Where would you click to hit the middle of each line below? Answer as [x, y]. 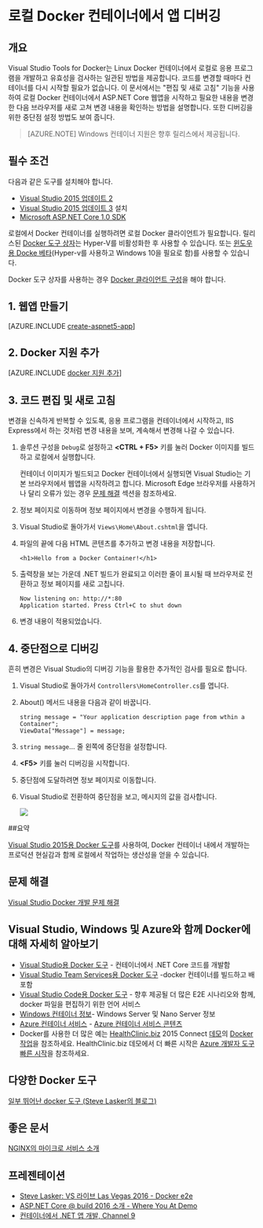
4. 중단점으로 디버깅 [54, 649]
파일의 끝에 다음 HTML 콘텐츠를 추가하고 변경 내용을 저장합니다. [117, 544]
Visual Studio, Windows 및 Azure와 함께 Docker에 [130, 929]
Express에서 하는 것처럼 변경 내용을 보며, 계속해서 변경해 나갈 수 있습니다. [121, 430]
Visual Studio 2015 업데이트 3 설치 [73, 208]
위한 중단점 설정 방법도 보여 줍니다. [62, 117]
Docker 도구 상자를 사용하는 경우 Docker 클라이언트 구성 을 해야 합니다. [117, 279]
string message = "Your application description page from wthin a [132, 717]
